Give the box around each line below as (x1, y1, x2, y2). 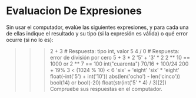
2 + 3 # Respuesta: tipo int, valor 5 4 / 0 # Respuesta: (49, 47, 180, 54)
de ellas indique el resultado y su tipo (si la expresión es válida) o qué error (6, 30, 188, 37)
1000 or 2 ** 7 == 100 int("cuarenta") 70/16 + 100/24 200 (49, 60, 189, 67)
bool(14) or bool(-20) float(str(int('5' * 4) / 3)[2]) (49, 79, 167, 86)
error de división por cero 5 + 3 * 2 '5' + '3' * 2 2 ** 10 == (49, 54, 190, 61)
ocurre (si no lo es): (6, 36, 54, 43)
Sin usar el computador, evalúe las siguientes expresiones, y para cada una (6, 24, 189, 31)
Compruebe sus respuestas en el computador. (49, 85, 163, 92)
